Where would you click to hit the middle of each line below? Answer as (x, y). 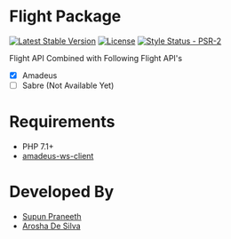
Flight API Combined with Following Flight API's (96, 58)
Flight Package (65, 16)
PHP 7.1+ (38, 147)
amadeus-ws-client (58, 156)
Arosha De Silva (52, 226)
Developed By (62, 192)
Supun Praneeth (52, 216)
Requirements (62, 122)
